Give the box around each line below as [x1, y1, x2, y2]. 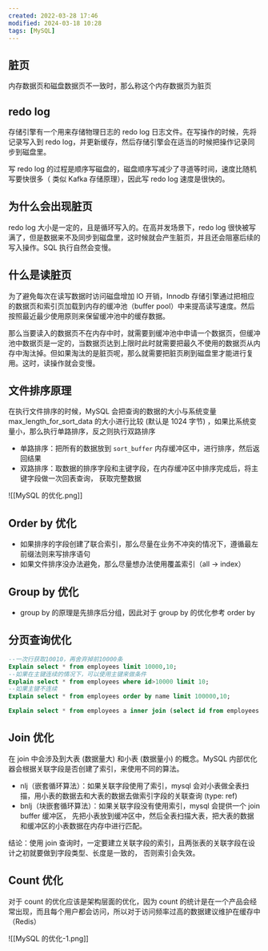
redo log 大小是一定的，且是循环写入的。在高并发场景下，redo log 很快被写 [8, 222, 256, 232]
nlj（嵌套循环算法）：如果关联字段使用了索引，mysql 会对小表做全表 [19, 780, 242, 790]
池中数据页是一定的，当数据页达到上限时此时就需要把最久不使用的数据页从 [8, 338, 254, 348]
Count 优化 [8, 874, 64, 888]
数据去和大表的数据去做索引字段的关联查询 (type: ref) [62, 791, 238, 800]
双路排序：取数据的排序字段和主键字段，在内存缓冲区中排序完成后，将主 [19, 464, 258, 473]
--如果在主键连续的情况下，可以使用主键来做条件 [8, 670, 146, 678]
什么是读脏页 [8, 268, 72, 282]
